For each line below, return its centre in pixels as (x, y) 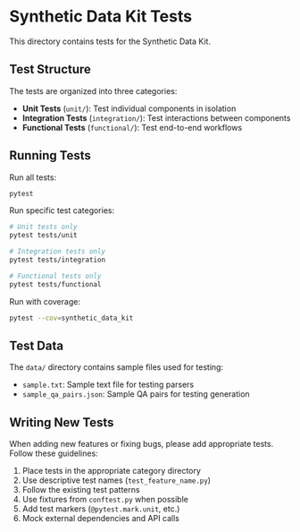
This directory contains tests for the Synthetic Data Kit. (110, 41)
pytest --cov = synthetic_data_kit (71, 318)
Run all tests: (33, 177)
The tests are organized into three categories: (93, 90)
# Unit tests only (43, 227)
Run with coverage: (45, 301)
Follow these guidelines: (54, 453)
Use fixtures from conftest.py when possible (105, 500)
